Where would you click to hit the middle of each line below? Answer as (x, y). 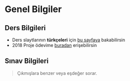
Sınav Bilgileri (27, 61)
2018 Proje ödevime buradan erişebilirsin (54, 45)
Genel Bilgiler (33, 9)
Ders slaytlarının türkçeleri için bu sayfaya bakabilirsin (69, 40)
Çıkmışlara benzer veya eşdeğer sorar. (57, 73)
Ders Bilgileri (25, 28)
